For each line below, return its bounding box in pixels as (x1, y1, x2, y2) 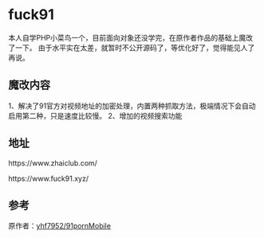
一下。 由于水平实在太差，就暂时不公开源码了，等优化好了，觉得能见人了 (14, 42, 255, 53)
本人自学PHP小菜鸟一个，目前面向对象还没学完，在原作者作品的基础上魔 (8, 33, 246, 42)
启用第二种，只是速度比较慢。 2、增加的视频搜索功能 (8, 111, 183, 120)
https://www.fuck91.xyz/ (8, 174, 89, 183)
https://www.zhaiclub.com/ (8, 158, 98, 168)
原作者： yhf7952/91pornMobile (8, 221, 112, 231)
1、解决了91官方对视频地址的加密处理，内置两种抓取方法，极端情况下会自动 (8, 101, 257, 111)
